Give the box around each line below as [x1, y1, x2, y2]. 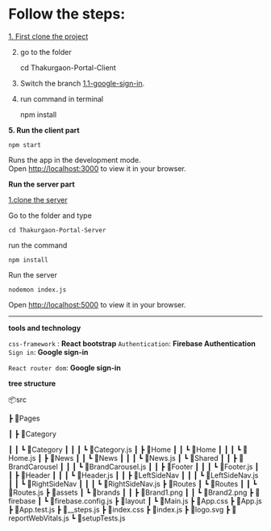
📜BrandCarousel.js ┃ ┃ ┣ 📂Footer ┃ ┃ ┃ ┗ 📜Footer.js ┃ [84, 462, 260, 471]
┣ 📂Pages [8, 413, 40, 423]
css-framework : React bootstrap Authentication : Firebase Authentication [8, 338, 256, 348]
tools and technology [8, 323, 81, 332]
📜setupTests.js [77, 513, 126, 523]
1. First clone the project [8, 31, 89, 41]
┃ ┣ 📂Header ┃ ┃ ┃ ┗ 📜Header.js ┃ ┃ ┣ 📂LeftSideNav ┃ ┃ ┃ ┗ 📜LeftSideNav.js [8, 470, 259, 480]
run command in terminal [19, 94, 103, 103]
